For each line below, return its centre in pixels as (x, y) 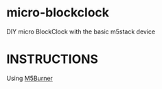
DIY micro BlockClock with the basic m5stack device (81, 31)
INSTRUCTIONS (53, 59)
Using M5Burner (30, 78)
